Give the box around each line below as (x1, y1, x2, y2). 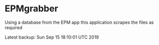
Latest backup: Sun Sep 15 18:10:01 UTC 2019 (5, 34, 99, 40)
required (5, 24, 23, 30)
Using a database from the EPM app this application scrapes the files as (5, 19, 154, 25)
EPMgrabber (5, 3, 58, 14)
